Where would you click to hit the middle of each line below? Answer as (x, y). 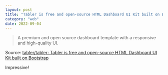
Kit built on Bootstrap (27, 58)
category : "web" (22, 19)
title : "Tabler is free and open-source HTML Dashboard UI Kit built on (82, 14)
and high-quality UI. (38, 43)
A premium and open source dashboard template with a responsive (87, 38)
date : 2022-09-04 (23, 24)
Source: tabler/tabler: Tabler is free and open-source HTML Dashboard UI (81, 53)
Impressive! (17, 68)
